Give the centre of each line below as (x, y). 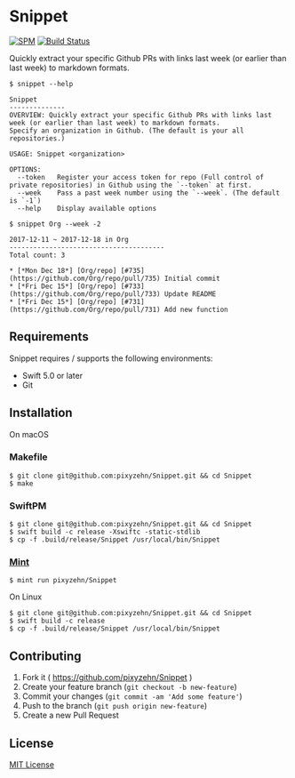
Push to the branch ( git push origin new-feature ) (115, 706)
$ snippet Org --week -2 (55, 224)
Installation (41, 413)
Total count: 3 (37, 255)
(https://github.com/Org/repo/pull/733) (85, 294)
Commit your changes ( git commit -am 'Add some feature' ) (132, 696)
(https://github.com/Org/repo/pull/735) (85, 278)
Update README (190, 294)
